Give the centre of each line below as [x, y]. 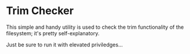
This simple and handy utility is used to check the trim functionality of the [95, 27]
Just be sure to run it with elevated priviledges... [64, 45]
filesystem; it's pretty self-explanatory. [53, 33]
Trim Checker [40, 11]
